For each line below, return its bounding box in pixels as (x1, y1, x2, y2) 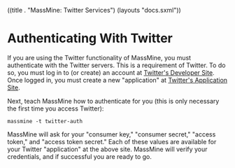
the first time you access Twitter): (7, 104, 104, 113)
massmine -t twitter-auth (7, 118, 83, 125)
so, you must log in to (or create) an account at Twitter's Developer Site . (7, 68, 215, 76)
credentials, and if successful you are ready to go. (7, 152, 152, 160)
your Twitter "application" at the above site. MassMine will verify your (7, 145, 208, 153)
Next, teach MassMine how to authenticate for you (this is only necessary (7, 97, 220, 105)
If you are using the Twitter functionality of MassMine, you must (7, 53, 191, 62)
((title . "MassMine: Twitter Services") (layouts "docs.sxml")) (7, 6, 182, 14)
